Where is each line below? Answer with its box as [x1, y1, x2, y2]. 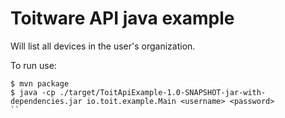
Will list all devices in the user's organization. [10, 40, 196, 52]
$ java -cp [10, 87, 56, 97]
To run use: [10, 59, 57, 71]
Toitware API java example [10, 7, 235, 30]
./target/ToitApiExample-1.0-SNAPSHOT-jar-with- [59, 87, 267, 97]
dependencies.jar [10, 96, 83, 106]
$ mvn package [10, 78, 70, 89]
